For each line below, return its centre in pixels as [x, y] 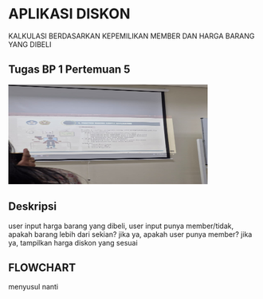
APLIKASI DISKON [69, 14]
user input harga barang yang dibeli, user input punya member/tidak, [121, 226]
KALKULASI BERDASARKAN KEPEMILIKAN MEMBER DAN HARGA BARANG [131, 36]
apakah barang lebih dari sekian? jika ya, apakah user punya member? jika [130, 234]
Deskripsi [33, 207]
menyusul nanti [33, 287]
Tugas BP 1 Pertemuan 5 [69, 70]
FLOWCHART [42, 268]
